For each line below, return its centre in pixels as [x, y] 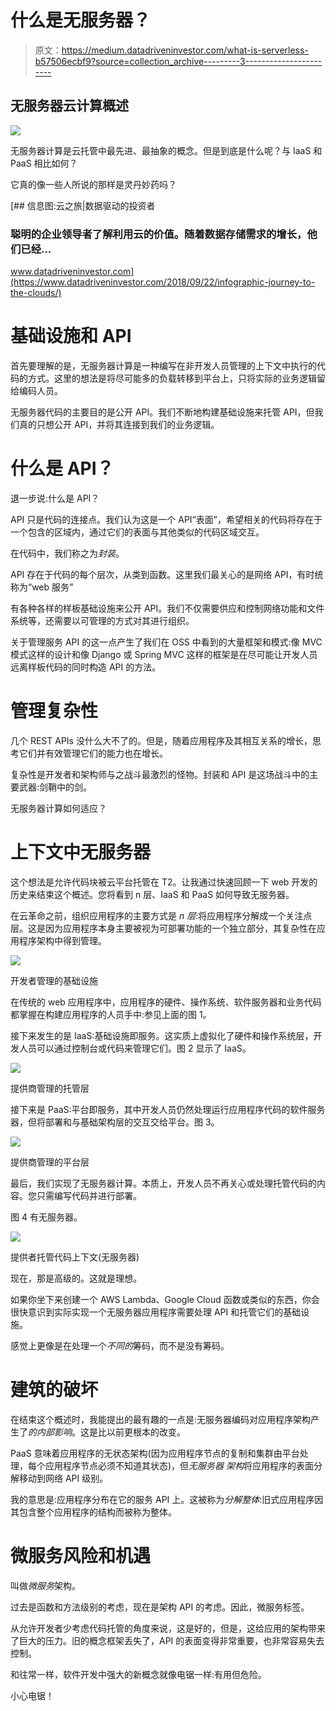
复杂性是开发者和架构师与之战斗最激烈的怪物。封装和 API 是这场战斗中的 [160, 774]
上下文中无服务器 [81, 852]
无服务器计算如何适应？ [58, 808]
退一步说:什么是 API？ [55, 498]
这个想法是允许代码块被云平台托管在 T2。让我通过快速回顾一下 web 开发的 [164, 882]
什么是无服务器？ [81, 20]
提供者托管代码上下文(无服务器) [75, 1257]
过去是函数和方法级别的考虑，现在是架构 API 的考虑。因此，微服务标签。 [160, 1607]
